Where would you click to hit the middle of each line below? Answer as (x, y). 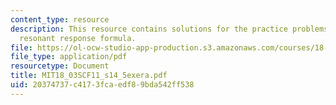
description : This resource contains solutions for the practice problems (169, 29)
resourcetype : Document (60, 66)
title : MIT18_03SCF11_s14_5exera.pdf (89, 76)
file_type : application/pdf (69, 57)
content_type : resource (60, 19)
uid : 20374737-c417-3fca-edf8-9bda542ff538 (102, 85)
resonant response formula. (78, 38)
